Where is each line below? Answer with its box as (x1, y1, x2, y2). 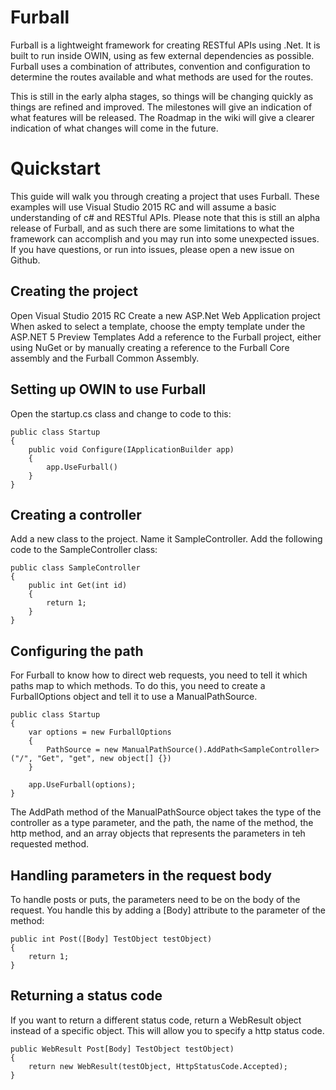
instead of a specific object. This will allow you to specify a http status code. (10, 1024, 325, 1036)
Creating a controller (10, 506, 142, 523)
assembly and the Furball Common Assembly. (10, 352, 200, 364)
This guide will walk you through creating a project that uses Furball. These (10, 190, 320, 202)
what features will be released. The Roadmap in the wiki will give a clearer (10, 111, 315, 123)
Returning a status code (10, 987, 163, 1005)
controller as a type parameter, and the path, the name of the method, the (10, 817, 314, 829)
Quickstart (10, 157, 102, 180)
